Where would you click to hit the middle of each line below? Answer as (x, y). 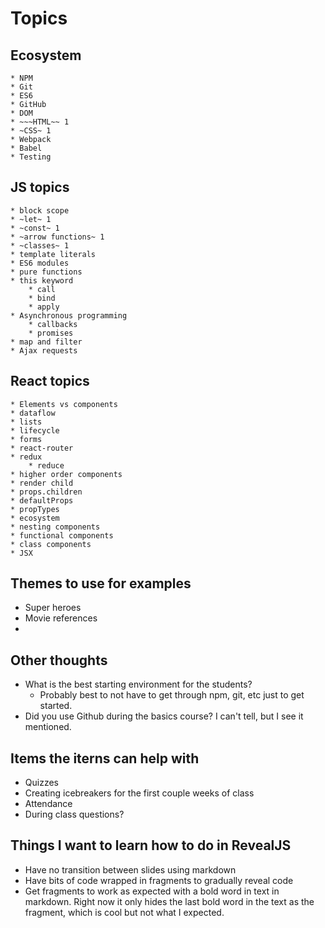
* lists (26, 422)
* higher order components (66, 474)
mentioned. (48, 727)
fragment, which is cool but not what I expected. (124, 912)
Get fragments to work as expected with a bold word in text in (152, 891)
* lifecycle (35, 430)
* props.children (46, 492)
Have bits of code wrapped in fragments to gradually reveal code (159, 880)
